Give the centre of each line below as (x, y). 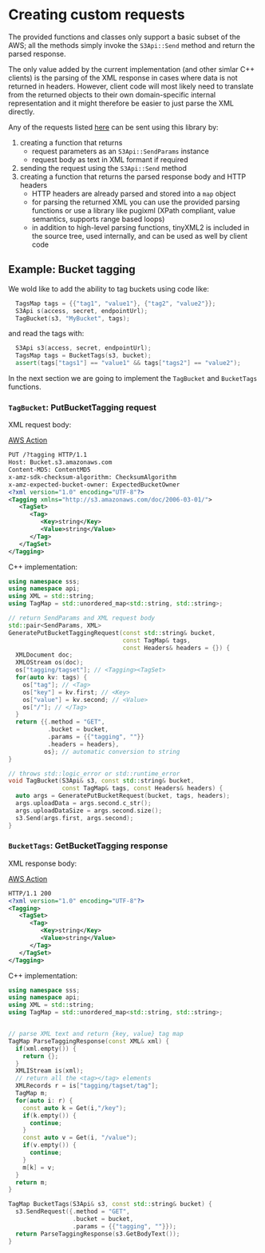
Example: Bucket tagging (72, 270)
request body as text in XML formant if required (110, 159)
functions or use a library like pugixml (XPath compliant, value (133, 210)
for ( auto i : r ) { (44, 1100)
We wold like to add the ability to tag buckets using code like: (109, 288)
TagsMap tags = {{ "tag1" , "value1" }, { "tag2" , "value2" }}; (116, 303)
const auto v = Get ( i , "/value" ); (80, 1138)
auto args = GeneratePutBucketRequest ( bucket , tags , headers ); (123, 796)
